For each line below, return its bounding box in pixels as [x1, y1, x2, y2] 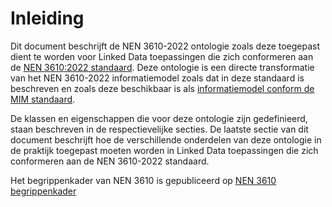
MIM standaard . [10, 93, 76, 105]
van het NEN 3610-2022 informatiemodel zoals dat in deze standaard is [10, 72, 305, 84]
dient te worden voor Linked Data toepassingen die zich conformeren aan [10, 50, 314, 62]
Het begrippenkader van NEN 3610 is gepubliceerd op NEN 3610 [10, 174, 277, 186]
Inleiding [10, 7, 85, 30]
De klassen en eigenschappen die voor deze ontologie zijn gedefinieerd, [10, 112, 308, 124]
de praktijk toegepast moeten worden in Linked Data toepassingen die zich [10, 144, 319, 156]
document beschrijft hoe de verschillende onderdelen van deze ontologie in [10, 133, 322, 146]
